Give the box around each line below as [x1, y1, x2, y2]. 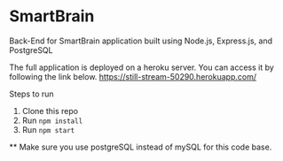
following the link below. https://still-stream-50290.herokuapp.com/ [9, 71, 257, 81]
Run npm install [21, 115, 83, 126]
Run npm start [21, 124, 75, 134]
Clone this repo [21, 105, 78, 116]
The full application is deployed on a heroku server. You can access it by [9, 62, 275, 73]
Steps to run [9, 88, 55, 99]
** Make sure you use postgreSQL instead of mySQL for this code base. [9, 142, 272, 152]
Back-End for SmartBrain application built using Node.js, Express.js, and [9, 35, 273, 46]
